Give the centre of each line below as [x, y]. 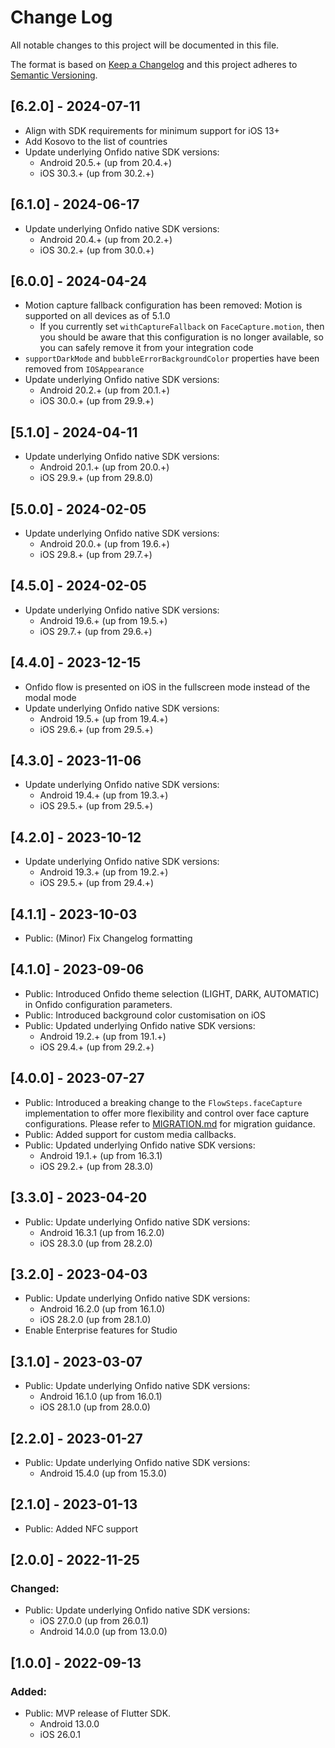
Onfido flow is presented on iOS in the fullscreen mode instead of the [167, 687]
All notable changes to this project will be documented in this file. [145, 45]
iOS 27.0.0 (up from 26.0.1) [94, 1621]
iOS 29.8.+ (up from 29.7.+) [96, 554]
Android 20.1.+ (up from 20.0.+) [104, 467]
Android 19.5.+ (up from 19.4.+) [104, 718]
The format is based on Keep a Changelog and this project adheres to [154, 64]
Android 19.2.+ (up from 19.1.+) [103, 1036]
